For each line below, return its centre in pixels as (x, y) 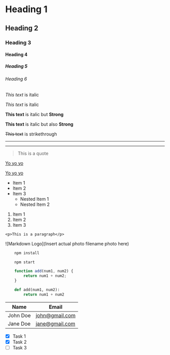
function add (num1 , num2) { (44, 271)
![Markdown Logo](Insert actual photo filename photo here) (67, 243)
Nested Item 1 (34, 199)
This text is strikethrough (31, 134)
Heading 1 (27, 9)
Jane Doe (19, 324)
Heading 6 (16, 79)
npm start (25, 262)
